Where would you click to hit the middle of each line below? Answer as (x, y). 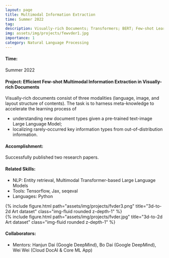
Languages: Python (33, 196)
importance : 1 (20, 38)
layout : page (19, 10)
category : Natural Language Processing (47, 43)
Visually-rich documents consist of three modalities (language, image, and (82, 98)
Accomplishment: (24, 146)
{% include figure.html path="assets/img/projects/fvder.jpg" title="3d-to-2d (84, 217)
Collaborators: (21, 234)
